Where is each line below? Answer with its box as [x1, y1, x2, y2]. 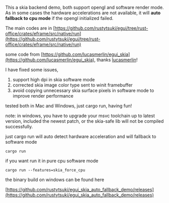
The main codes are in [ [5, 25, 55, 31]
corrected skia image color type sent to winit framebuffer [12, 82, 133, 88]
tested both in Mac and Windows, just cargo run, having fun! [5, 103, 132, 109]
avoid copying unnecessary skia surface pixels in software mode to [12, 87, 154, 94]
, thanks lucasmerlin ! [94, 57, 138, 63]
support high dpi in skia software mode [12, 77, 95, 82]
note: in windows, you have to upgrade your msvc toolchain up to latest [5, 112, 155, 119]
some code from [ [5, 51, 43, 57]
